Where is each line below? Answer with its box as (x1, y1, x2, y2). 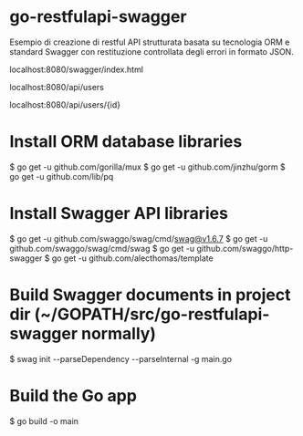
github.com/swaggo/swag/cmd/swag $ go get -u (9, 243, 195, 254)
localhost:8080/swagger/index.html (9, 64, 144, 75)
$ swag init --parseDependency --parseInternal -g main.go (9, 353, 233, 364)
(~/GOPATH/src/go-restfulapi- (34, 304, 270, 325)
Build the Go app (9, 385, 137, 406)
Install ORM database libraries (9, 131, 243, 152)
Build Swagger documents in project (9, 285, 291, 305)
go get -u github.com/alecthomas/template (51, 253, 214, 264)
